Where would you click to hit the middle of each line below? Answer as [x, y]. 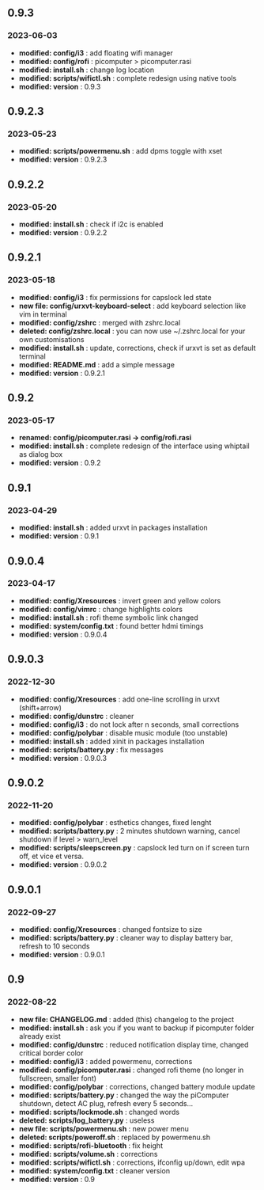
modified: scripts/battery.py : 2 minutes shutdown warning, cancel [129, 831]
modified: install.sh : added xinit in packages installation [111, 741]
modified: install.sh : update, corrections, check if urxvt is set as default [137, 348]
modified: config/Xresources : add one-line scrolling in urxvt [119, 699]
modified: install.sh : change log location [87, 70]
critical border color [51, 1053]
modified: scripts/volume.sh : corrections [88, 1154]
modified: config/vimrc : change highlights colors [101, 609]
